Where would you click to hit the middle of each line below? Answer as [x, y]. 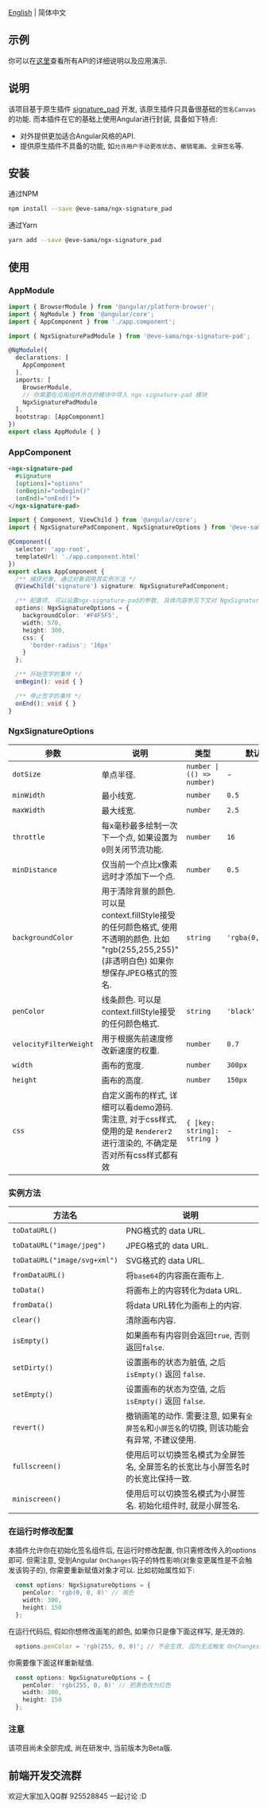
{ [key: [201, 1123]
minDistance [35, 870]
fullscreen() [37, 1466]
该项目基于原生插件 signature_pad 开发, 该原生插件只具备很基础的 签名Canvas [132, 109]
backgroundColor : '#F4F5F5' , [71, 616]
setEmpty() [33, 1395]
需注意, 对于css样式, [139, 1119]
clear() [27, 1320]
